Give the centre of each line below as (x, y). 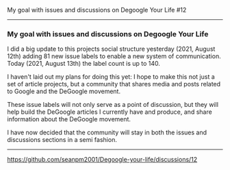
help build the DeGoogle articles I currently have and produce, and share (110, 112)
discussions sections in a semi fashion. (62, 140)
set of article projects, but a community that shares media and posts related (114, 84)
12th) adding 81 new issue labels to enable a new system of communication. (114, 56)
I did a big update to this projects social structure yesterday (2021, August (111, 49)
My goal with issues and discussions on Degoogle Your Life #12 (97, 10)
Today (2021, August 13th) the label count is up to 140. (84, 64)
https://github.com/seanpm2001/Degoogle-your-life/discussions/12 (102, 160)
